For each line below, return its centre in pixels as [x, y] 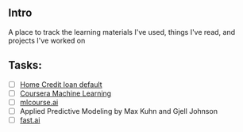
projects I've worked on [47, 40]
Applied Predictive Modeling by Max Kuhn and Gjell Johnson [119, 111]
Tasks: [25, 65]
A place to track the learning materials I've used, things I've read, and [122, 32]
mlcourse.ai [39, 102]
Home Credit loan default [61, 84]
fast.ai [30, 120]
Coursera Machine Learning [66, 93]
